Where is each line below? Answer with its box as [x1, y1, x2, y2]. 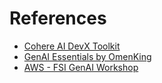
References [9, 7, 107, 30]
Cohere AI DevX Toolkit [23, 40, 121, 52]
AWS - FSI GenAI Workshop [23, 61, 139, 73]
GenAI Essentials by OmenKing [23, 50, 152, 62]
